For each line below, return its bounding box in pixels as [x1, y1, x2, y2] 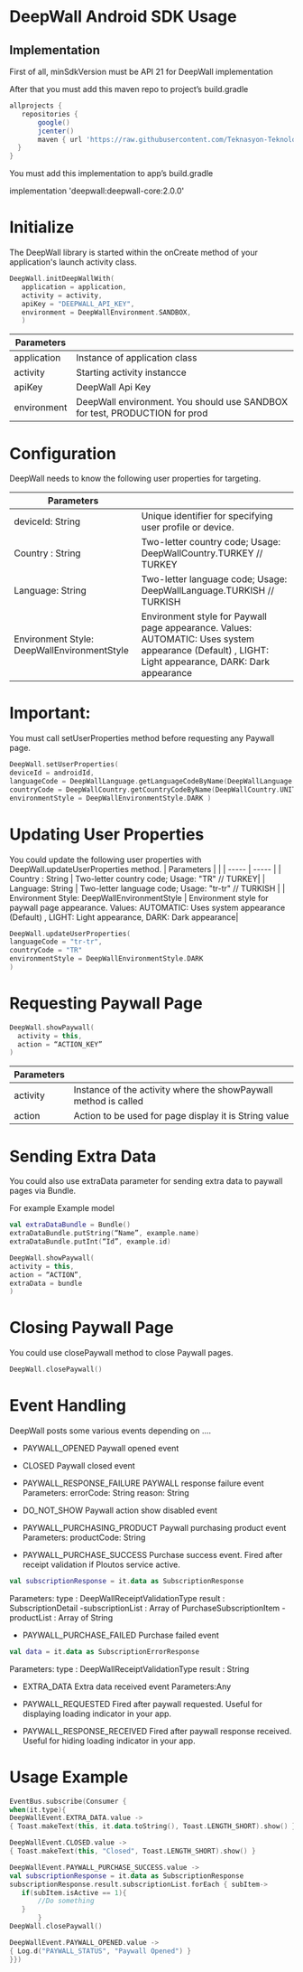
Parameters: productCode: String [22, 1532, 146, 1543]
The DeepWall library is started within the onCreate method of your [9, 247, 259, 258]
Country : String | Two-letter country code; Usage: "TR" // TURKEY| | [9, 873, 266, 884]
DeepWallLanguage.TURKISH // [141, 585, 275, 597]
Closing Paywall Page [9, 1318, 174, 1338]
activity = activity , [21, 291, 103, 300]
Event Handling [9, 1395, 126, 1416]
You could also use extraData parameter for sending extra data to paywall [9, 1176, 283, 1187]
